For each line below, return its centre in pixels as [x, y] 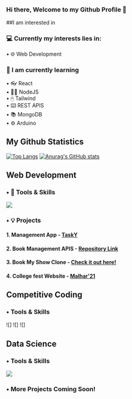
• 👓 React [19, 83]
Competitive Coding [44, 295]
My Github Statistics [45, 142]
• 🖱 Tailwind [21, 98]
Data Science [31, 343]
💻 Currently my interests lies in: [54, 38]
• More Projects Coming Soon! [51, 389]
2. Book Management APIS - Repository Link [62, 248]
